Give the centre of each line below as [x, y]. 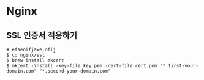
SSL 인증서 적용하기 [42, 35]
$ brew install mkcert [35, 60]
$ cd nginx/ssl [26, 55]
